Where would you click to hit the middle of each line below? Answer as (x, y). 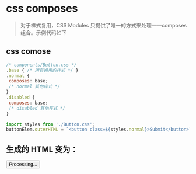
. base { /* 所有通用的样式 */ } (42, 70)
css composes (42, 8)
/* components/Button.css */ (41, 65)
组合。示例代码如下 (43, 32)
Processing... (23, 164)
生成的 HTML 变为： (42, 149)
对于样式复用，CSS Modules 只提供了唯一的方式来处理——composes (104, 25)
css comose (29, 51)
